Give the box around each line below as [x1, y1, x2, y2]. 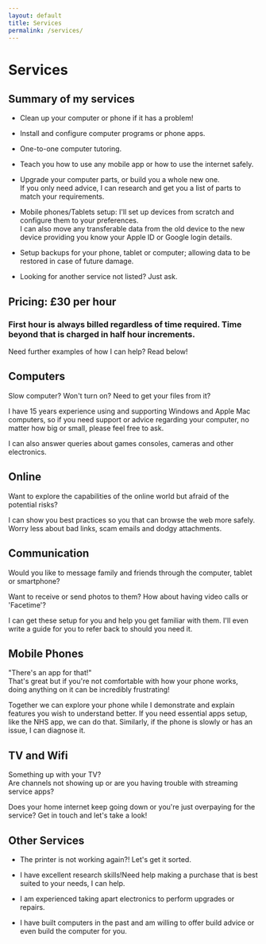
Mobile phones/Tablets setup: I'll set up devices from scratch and [19, 208, 234, 217]
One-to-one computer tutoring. [19, 144, 122, 153]
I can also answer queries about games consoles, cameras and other [8, 438, 234, 448]
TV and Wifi [8, 748, 68, 762]
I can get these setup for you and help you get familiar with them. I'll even [8, 616, 249, 625]
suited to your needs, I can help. [19, 878, 125, 888]
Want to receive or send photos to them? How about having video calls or [8, 592, 249, 601]
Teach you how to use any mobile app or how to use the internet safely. [19, 160, 254, 169]
